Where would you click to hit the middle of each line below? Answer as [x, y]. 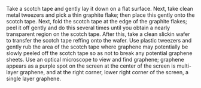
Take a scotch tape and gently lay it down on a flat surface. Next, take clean [100, 9]
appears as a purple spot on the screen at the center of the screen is [91, 66]
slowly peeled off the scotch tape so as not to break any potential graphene [99, 53]
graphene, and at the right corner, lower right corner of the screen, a [104, 72]
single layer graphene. [34, 78]
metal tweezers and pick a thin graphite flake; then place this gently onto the [100, 15]
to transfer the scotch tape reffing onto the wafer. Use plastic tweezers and [99, 40]
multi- [184, 66]
